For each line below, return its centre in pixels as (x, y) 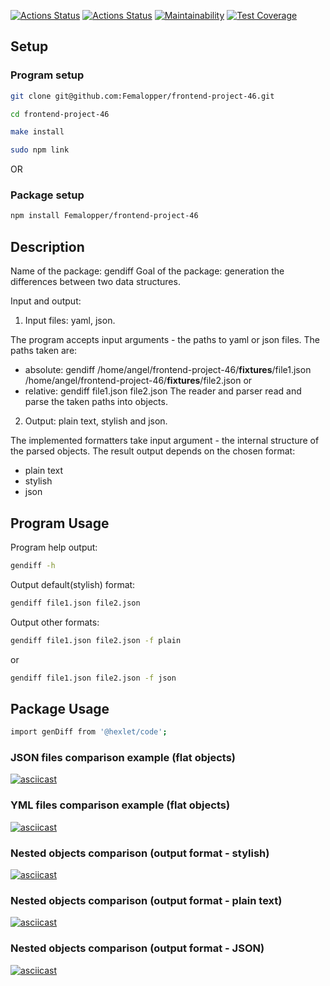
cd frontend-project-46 (60, 114)
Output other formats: (55, 622)
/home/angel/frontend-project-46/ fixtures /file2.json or (138, 381)
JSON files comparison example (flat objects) (123, 758)
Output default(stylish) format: (73, 584)
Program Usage (60, 523)
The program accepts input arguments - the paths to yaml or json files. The (165, 340)
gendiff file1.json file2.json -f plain (96, 640)
